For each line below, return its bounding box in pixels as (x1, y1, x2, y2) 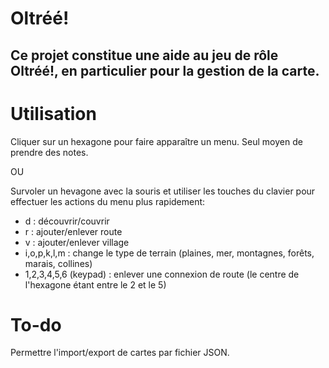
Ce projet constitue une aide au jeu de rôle (10, 47, 279, 64)
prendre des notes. (10, 146, 89, 158)
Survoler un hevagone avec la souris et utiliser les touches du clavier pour (10, 185, 316, 197)
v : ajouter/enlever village (24, 236, 130, 248)
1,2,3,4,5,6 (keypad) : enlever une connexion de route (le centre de (24, 268, 300, 280)
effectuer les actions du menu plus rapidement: (10, 195, 206, 207)
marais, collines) (24, 257, 93, 269)
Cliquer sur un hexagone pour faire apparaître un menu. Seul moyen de (10, 135, 303, 147)
